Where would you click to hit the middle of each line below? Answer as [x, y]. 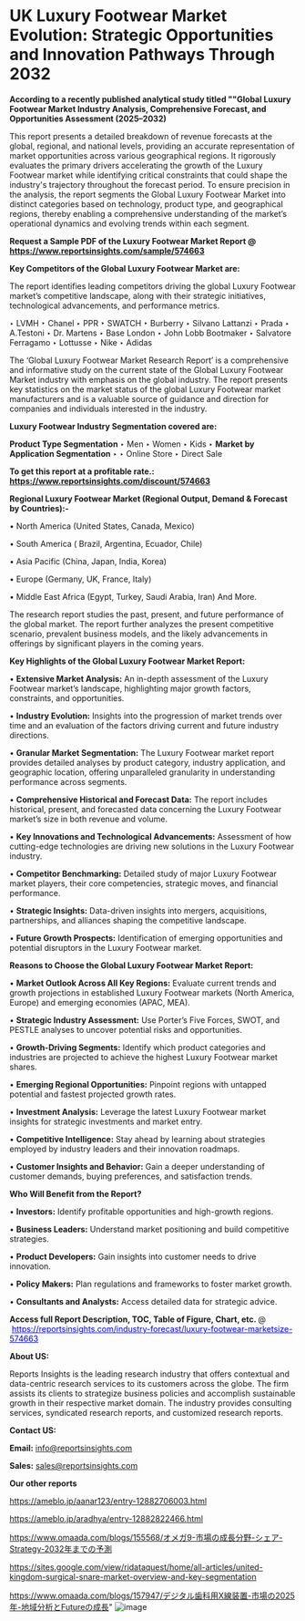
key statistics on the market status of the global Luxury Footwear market [145, 389]
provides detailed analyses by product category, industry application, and [147, 762]
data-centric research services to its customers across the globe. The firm [149, 1383]
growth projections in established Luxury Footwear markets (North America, [152, 992]
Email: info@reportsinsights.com [71, 1448]
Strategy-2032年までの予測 [61, 1549]
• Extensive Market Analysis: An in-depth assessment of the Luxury [139, 678]
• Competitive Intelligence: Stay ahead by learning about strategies [137, 1139]
